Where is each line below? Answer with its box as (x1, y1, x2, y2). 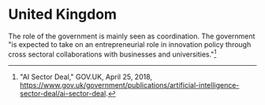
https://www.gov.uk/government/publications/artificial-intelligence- (19, 80, 240, 89)
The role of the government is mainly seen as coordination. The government (8, 31, 256, 41)
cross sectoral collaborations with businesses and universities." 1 (8, 48, 217, 59)
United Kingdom (8, 5, 117, 24)
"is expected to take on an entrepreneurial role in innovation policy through (8, 39, 252, 49)
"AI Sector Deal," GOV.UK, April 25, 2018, (19, 72, 152, 81)
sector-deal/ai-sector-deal (19, 89, 106, 98)
